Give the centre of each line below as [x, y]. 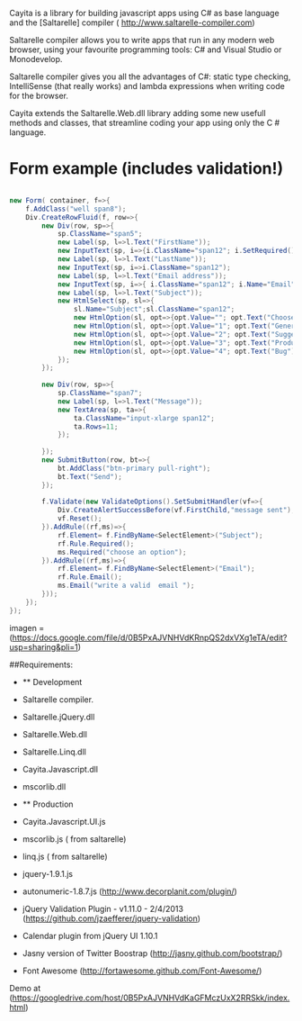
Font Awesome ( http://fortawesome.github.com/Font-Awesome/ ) [142, 971]
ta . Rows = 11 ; [96, 427]
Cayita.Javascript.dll [60, 769]
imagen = [27, 628]
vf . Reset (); [80, 519]
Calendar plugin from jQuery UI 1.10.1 [90, 935]
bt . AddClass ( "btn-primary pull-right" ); [134, 468]
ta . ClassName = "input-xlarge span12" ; [144, 418]
